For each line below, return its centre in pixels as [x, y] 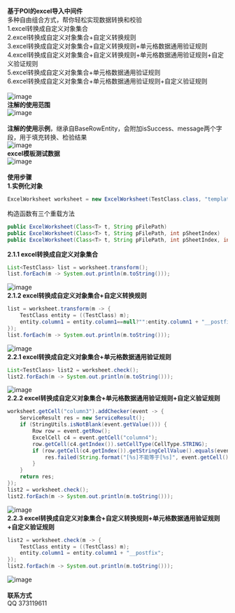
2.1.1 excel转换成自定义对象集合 [53, 254]
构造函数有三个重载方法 [41, 213]
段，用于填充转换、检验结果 [47, 137]
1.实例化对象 [25, 186]
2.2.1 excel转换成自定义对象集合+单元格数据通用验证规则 [89, 356]
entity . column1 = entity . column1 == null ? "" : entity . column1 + [109, 322]
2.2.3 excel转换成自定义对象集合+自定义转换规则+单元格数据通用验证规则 [114, 518]
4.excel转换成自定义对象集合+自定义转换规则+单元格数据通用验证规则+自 [113, 55]
